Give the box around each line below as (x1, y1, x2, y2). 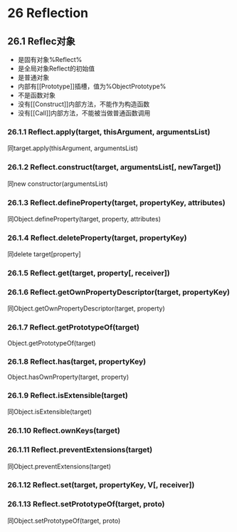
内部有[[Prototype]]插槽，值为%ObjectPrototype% (17, 82, 167, 90)
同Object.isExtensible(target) (7, 407, 93, 416)
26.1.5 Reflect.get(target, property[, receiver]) (7, 268, 170, 278)
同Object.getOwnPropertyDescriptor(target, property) (7, 304, 165, 313)
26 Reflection (7, 5, 89, 21)
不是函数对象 (17, 91, 56, 99)
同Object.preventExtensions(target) (7, 461, 112, 471)
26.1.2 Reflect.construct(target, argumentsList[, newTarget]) (7, 162, 222, 172)
